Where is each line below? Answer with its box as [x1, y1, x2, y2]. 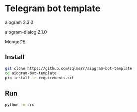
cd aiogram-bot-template [5, 70, 57, 76]
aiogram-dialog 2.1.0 [5, 29, 47, 35]
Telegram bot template [5, 3, 101, 14]
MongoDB [5, 38, 26, 45]
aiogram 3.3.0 [5, 19, 34, 25]
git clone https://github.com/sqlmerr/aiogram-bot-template [5, 66, 133, 71]
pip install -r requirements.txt [5, 75, 74, 80]
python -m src [5, 102, 35, 107]
